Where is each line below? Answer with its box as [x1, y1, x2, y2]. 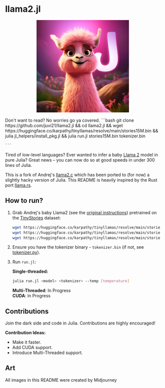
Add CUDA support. [12, 345, 53, 351]
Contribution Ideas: [5, 330, 46, 336]
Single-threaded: [12, 268, 48, 274]
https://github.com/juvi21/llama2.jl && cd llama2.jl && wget [5, 122, 123, 129]
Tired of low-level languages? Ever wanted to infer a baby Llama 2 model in [5, 152, 159, 158]
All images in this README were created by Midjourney [5, 377, 117, 383]
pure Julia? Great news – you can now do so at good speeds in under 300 [5, 157, 155, 163]
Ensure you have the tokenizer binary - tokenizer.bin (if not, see [12, 244, 144, 250]
